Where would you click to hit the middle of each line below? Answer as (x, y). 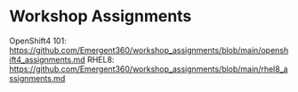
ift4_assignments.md (48, 59)
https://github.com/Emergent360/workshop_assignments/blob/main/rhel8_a (149, 69)
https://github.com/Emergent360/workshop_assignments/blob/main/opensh (149, 50)
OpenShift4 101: (38, 41)
